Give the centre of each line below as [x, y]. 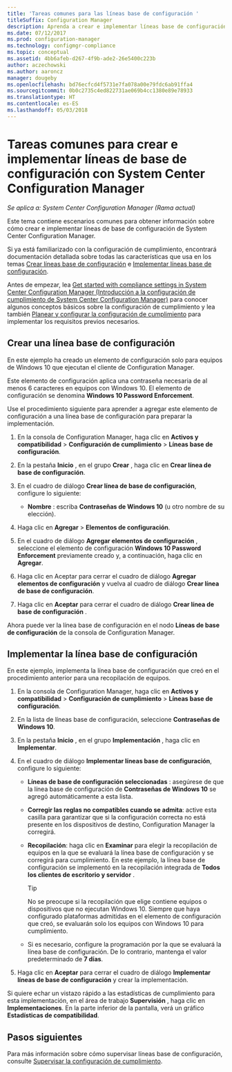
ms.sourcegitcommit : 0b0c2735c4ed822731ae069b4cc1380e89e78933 [100, 91]
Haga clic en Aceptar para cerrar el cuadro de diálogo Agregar [107, 576]
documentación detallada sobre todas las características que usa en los [109, 256]
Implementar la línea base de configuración [103, 654]
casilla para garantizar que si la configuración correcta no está [116, 817]
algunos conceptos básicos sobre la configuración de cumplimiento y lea [111, 307]
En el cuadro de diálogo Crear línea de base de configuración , [107, 486]
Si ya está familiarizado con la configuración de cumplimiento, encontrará [112, 249]
